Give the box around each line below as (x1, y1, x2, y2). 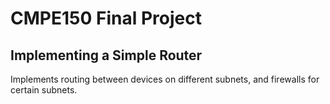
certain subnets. (10, 84, 78, 96)
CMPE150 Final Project (10, 7, 202, 30)
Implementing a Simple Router (10, 47, 203, 64)
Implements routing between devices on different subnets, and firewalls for (10, 73, 320, 85)
